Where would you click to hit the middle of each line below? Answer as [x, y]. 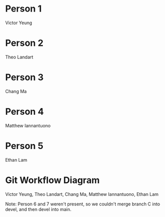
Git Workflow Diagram [52, 180]
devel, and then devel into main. [38, 209]
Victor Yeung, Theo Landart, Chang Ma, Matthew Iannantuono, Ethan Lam [82, 194]
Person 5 [24, 146]
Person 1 [23, 9]
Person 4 [24, 112]
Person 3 [24, 77]
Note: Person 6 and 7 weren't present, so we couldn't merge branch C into [83, 204]
